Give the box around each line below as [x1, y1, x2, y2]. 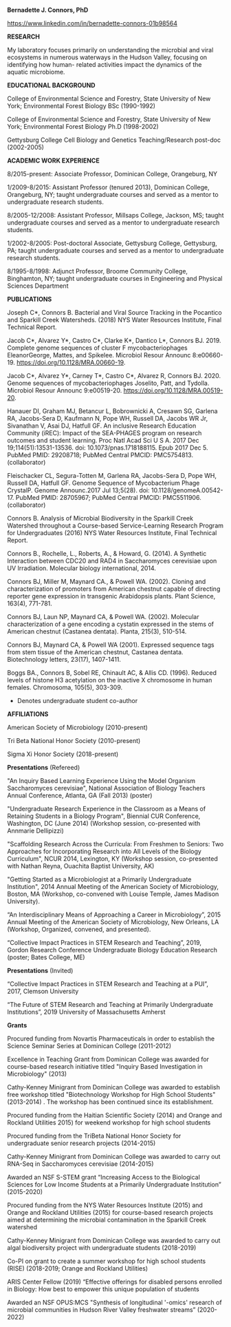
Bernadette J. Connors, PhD [7, 6, 89, 14]
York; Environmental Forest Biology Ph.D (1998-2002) [7, 123, 159, 130]
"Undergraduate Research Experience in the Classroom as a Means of [7, 805, 206, 813]
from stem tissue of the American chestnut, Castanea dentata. [7, 648, 184, 656]
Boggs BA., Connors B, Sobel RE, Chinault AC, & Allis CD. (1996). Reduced [7, 669, 217, 677]
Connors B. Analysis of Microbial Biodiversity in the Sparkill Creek [7, 514, 194, 522]
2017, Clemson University [7, 988, 79, 995]
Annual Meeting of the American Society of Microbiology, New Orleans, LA [7, 918, 219, 926]
